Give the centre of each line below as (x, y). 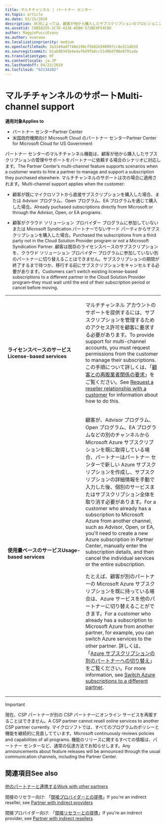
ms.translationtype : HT (30, 56)
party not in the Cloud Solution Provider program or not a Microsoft (81, 240)
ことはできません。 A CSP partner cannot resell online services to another (84, 721)
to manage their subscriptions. (121, 360)
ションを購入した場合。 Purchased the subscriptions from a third (91, 235)
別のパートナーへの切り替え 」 (120, 661)
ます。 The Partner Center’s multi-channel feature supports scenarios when (82, 166)
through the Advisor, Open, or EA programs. (57, 212)
